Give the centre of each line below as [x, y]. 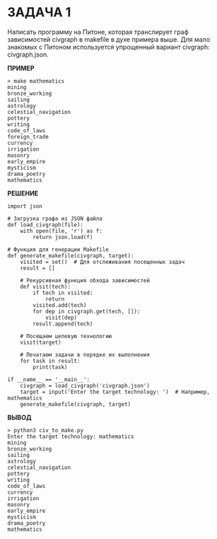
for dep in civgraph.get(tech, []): [87, 311]
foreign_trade [28, 137]
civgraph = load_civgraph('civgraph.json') [85, 386]
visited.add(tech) [60, 305]
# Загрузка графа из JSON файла [55, 219]
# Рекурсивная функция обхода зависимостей [85, 280]
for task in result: [50, 361]
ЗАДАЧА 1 [39, 12]
